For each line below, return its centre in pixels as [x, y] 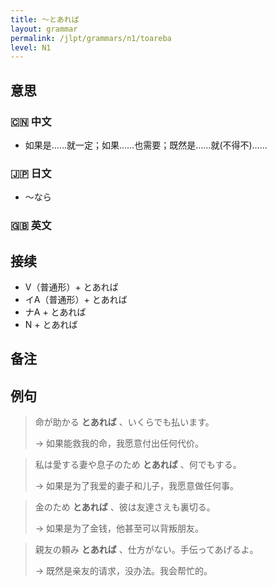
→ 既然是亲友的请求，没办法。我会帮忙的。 [123, 571]
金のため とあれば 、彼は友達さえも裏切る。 [125, 507]
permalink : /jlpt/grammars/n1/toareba [91, 38]
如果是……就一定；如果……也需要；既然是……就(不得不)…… [146, 145]
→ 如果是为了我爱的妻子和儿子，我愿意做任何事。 [137, 486]
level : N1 [31, 47]
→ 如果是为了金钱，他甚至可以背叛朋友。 [119, 528]
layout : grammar [44, 29]
